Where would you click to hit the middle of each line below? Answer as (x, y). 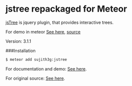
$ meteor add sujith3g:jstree (36, 59)
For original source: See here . (35, 78)
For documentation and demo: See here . (46, 69)
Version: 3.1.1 (18, 41)
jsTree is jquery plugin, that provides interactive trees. (60, 22)
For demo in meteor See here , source (43, 32)
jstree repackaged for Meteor (66, 9)
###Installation (21, 51)
